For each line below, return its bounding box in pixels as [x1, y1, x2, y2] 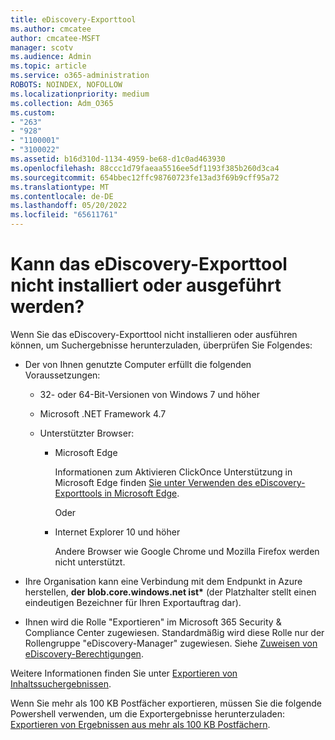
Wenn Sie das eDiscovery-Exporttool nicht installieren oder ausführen [10, 328, 298, 340]
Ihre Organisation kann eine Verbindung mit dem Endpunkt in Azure [24, 575, 303, 587]
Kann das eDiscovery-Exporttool [10, 253, 288, 276]
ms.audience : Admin [10, 52, 92, 62]
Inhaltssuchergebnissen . [10, 677, 112, 690]
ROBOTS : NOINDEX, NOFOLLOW [10, 80, 123, 90]
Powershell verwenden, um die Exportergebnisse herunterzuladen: [10, 707, 285, 720]
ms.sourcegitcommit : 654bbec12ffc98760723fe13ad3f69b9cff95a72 [10, 172, 280, 183]
